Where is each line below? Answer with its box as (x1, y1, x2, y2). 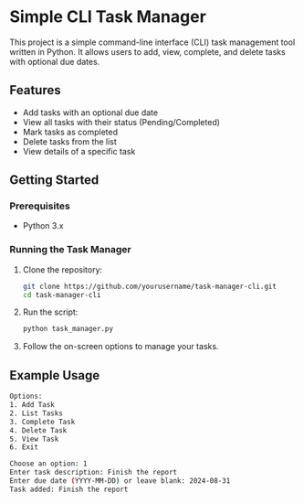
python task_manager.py (22, 325, 114, 334)
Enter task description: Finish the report (9, 468, 178, 477)
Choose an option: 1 (9, 459, 89, 468)
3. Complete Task (9, 417, 76, 426)
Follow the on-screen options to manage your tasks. (22, 341, 219, 352)
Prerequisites (9, 199, 70, 212)
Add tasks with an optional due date (22, 107, 158, 118)
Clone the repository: (22, 263, 103, 275)
